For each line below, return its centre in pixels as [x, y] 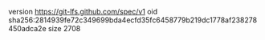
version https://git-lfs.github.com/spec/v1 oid [83, 12]
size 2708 [64, 28]
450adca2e [27, 28]
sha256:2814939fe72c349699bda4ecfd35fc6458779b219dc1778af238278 [133, 20]
